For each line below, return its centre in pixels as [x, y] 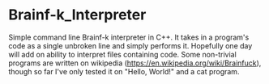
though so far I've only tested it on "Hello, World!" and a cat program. [124, 71]
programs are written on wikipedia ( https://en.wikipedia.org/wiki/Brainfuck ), [135, 63]
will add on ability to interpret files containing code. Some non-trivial [122, 54]
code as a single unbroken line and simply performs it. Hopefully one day [130, 45]
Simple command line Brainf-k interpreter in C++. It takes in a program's [129, 37]
